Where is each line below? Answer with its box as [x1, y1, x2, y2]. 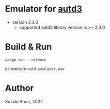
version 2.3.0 [12, 19, 39, 25]
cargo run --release [5, 57, 47, 62]
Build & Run [5, 41, 52, 53]
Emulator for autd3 [5, 3, 82, 14]
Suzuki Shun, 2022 [5, 98, 43, 104]
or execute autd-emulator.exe [5, 66, 64, 71]
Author [5, 83, 34, 94]
